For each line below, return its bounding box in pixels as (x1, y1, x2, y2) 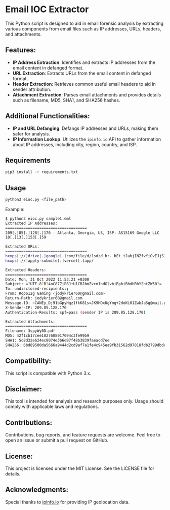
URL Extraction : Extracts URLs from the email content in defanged (12, 70, 151, 76)
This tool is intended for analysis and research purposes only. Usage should (5, 398, 163, 404)
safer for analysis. (12, 130, 51, 137)
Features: (5, 46, 36, 54)
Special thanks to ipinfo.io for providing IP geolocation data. (5, 499, 130, 505)
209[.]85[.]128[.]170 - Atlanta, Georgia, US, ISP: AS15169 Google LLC (5, 230, 159, 235)
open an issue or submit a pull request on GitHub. (5, 437, 109, 444)
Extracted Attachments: (5, 319, 56, 324)
